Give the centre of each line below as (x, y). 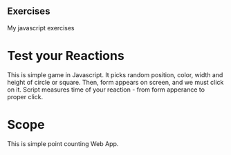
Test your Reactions (66, 56)
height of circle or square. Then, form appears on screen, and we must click (115, 82)
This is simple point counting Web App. (63, 143)
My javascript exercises (41, 28)
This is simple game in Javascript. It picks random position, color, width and (115, 74)
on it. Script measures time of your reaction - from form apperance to (106, 90)
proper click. (25, 96)
